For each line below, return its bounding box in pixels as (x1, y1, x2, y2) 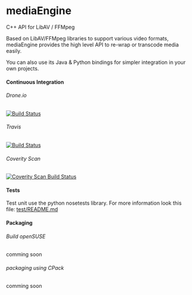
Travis (6, 123, 22, 130)
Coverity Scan (6, 155, 41, 162)
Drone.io (6, 92, 27, 99)
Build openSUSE (6, 233, 46, 240)
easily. (6, 47, 22, 54)
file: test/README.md (6, 206, 58, 213)
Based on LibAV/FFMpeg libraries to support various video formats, (6, 35, 169, 42)
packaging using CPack (6, 264, 65, 271)
